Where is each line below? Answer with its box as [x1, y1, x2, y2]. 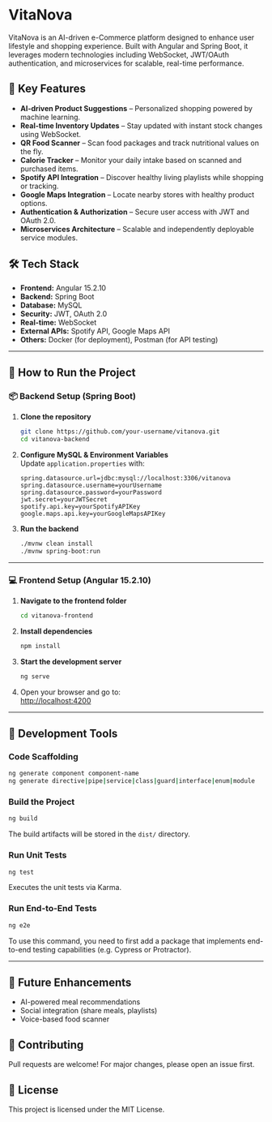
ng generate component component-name [8, 769, 139, 778]
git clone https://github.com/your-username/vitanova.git [19, 428, 220, 436]
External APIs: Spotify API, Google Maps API [19, 326, 170, 336]
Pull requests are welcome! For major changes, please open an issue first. [8, 1060, 255, 1069]
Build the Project [8, 797, 75, 808]
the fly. [19, 146, 44, 156]
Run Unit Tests [8, 849, 67, 861]
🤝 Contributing [8, 1038, 84, 1051]
